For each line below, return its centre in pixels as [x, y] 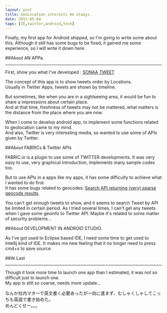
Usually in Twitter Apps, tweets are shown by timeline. [61, 87]
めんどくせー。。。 [23, 306]
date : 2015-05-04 [23, 19]
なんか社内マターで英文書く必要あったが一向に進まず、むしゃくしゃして [79, 293]
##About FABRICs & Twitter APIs [39, 148]
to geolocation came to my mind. [39, 128]
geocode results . [22, 193]
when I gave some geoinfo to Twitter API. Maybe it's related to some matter [82, 214]
